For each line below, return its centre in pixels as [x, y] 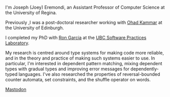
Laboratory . [17, 43]
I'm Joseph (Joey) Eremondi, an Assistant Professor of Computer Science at [85, 7]
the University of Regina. [31, 13]
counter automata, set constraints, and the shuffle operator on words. [78, 80]
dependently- [144, 69]
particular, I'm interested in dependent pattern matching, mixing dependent [84, 63]
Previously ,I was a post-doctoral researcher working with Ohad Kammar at [84, 22]
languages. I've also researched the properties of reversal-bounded [89, 74]
